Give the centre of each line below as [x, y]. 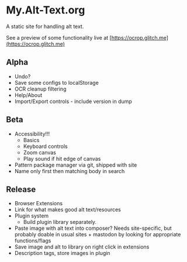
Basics [31, 140]
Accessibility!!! [32, 134]
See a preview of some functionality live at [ [59, 37]
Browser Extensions [39, 204]
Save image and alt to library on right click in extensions [82, 247]
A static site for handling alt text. [45, 26]
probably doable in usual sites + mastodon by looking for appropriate [98, 235]
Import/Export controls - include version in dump [73, 101]
